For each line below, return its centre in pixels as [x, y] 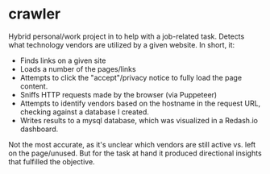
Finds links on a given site [63, 60]
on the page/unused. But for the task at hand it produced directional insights [135, 153]
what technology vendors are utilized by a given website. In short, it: [122, 44]
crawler [35, 14]
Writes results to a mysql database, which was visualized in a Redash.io [139, 120]
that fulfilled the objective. [52, 161]
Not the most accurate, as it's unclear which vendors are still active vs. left [132, 144]
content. [34, 86]
